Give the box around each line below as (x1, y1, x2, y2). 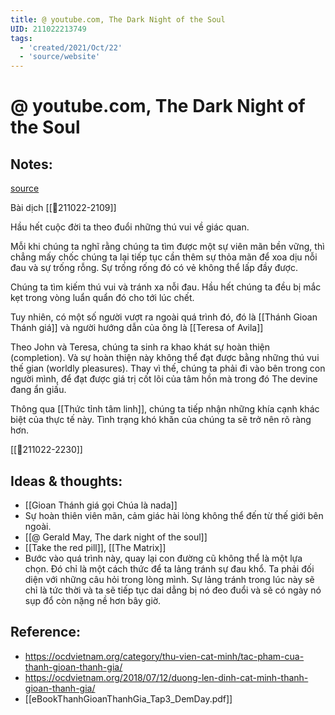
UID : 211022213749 (10, 24, 87, 34)
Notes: (10, 156, 53, 173)
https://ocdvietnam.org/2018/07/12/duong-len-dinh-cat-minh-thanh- (24, 671, 309, 683)
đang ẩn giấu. (10, 384, 67, 396)
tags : (10, 33, 33, 43)
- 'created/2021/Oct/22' (19, 42, 123, 53)
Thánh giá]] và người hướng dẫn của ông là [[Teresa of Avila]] (10, 322, 264, 334)
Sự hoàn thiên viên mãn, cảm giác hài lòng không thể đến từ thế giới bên (24, 509, 324, 521)
